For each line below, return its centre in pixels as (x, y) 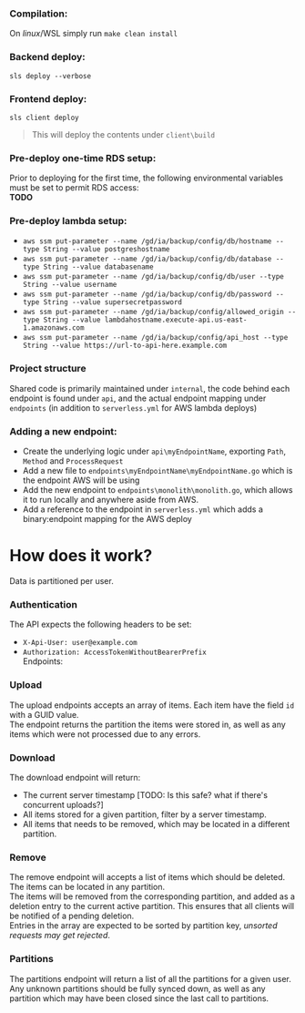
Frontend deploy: (48, 98)
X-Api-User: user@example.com (80, 643)
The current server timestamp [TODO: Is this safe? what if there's (145, 794)
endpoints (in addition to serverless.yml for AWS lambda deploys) (133, 407)
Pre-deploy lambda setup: (68, 221)
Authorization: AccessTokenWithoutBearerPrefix (114, 653)
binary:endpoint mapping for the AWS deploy (107, 519)
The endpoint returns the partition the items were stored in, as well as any (148, 724)
